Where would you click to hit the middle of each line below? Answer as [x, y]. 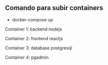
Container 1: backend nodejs [34, 29]
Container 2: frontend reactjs [34, 38]
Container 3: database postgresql [38, 48]
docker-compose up [33, 19]
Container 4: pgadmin [27, 57]
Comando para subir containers [54, 8]
